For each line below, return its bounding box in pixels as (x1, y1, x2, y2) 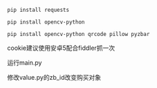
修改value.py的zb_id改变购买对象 (7, 73, 102, 81)
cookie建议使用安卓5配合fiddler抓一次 (7, 44, 116, 52)
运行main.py (7, 59, 42, 67)
